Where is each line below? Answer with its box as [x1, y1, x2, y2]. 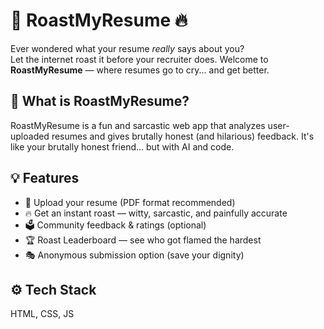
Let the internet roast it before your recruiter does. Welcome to [10, 53, 269, 65]
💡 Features [10, 170, 80, 187]
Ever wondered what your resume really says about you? [10, 42, 245, 54]
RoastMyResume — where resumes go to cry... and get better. [10, 64, 270, 76]
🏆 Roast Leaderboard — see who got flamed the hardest [24, 234, 262, 246]
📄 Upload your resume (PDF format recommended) [24, 196, 236, 208]
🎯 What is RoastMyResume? [10, 93, 190, 110]
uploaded [10, 130, 50, 142]
